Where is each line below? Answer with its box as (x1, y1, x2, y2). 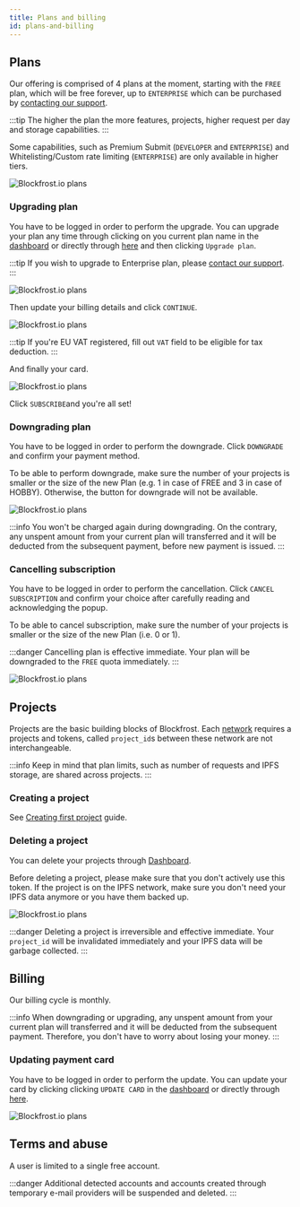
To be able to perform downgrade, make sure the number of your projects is (9, 467, 290, 478)
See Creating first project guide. (9, 812, 128, 823)
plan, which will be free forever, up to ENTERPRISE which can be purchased (9, 88, 282, 99)
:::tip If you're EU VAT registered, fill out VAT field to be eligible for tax (9, 336, 263, 347)
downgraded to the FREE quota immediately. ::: (9, 656, 179, 667)
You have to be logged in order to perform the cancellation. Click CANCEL (9, 584, 275, 595)
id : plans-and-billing (9, 22, 94, 30)
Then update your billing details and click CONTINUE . (9, 301, 198, 312)
